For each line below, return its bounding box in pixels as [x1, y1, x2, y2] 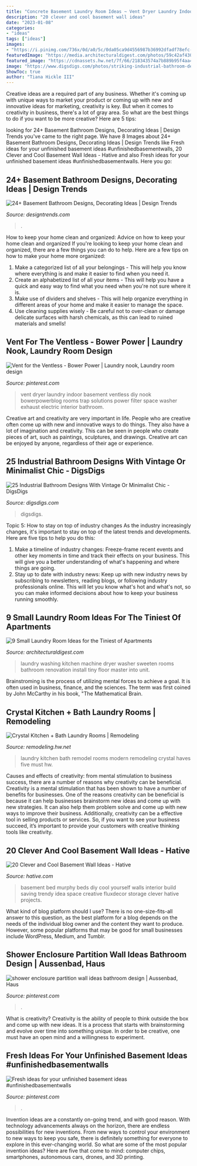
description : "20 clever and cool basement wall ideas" [6, 14, 145, 20]
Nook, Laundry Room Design [6, 346, 113, 356]
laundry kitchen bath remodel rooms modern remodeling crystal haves [20, 755, 191, 762]
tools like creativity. [6, 829, 53, 836]
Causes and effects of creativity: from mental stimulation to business [6, 772, 172, 779]
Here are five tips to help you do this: [6, 534, 96, 541]
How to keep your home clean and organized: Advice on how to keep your [6, 233, 186, 241]
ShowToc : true [6, 69, 41, 75]
